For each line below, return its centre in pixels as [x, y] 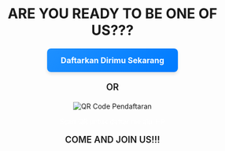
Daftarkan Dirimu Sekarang [112, 61]
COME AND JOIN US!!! [112, 140]
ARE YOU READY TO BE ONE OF [112, 14]
